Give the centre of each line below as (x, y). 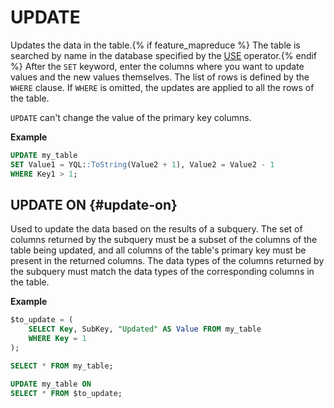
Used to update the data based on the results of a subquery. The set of (156, 229)
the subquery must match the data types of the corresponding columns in (162, 272)
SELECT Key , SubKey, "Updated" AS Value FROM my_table (145, 329)
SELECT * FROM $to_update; (66, 393)
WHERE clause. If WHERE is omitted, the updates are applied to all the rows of (162, 87)
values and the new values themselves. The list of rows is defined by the (160, 77)
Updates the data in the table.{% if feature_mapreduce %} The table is (155, 45)
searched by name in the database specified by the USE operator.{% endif (164, 55)
